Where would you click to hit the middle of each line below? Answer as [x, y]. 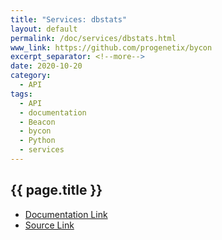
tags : [21, 94]
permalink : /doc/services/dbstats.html [93, 38]
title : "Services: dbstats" [69, 19]
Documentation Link [66, 214]
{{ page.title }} [56, 190]
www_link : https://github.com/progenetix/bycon [111, 47]
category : [31, 76]
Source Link [49, 225]
